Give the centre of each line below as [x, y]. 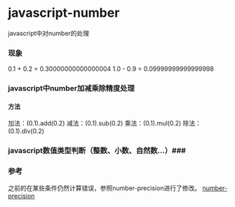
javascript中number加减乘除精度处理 [72, 88]
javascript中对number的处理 [49, 33]
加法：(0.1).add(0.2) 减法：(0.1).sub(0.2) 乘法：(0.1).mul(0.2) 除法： [105, 123]
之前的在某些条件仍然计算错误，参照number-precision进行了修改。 [105, 188]
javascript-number [64, 13]
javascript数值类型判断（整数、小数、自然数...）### [97, 151]
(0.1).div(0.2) [26, 131]
